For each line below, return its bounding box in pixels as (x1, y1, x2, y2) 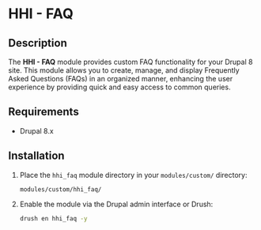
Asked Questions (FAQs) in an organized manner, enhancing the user (8, 74, 233, 83)
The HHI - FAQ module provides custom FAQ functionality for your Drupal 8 (8, 57, 253, 66)
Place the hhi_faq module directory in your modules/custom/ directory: (19, 170, 248, 179)
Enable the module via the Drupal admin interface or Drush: (19, 199, 214, 209)
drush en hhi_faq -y (19, 214, 88, 222)
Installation (8, 149, 65, 163)
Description (8, 36, 67, 50)
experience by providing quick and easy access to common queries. (8, 82, 231, 92)
